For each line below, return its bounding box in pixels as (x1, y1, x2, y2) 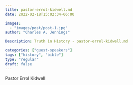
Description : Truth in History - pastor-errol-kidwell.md (5, 39, 128, 44)
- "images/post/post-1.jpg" (9, 25, 68, 30)
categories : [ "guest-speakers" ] (5, 48, 72, 53)
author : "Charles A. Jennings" (5, 30, 70, 35)
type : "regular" (5, 57, 39, 62)
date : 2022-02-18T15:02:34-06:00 (5, 12, 75, 17)
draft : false (5, 61, 32, 67)
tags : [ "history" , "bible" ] (5, 52, 64, 57)
